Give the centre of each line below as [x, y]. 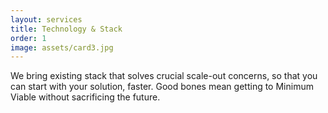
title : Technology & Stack [66, 29]
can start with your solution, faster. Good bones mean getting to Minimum [162, 87]
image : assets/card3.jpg [62, 47]
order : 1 [28, 38]
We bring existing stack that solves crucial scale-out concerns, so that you [164, 76]
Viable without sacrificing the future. [85, 97]
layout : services [46, 19]
